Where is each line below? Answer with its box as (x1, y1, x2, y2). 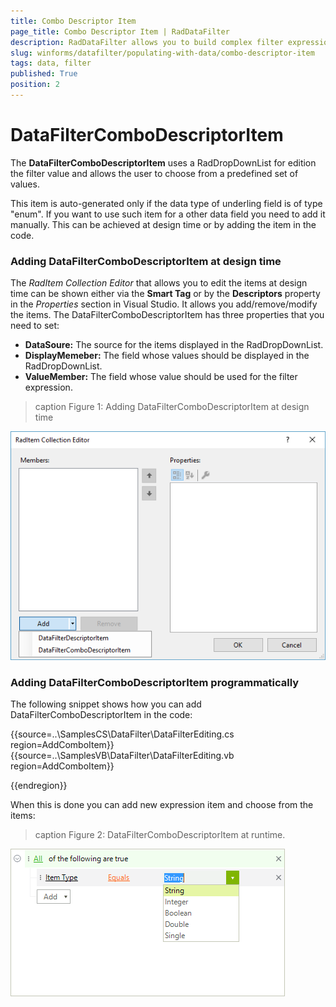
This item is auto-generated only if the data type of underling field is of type (10, 197, 323, 209)
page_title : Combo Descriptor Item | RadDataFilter (10, 26, 230, 37)
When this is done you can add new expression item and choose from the (10, 798, 314, 810)
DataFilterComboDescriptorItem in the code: (10, 708, 193, 720)
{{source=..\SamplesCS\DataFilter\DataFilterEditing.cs (10, 728, 235, 740)
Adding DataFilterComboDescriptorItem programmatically (10, 675, 300, 689)
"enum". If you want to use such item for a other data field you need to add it (10, 208, 326, 220)
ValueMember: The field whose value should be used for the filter (24, 371, 298, 383)
